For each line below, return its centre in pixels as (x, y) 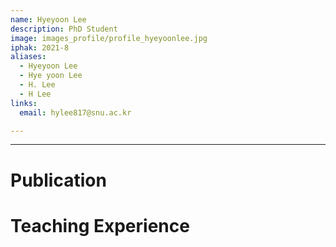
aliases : (28, 57)
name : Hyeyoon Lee (48, 19)
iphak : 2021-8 (40, 47)
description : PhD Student (64, 29)
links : (24, 103)
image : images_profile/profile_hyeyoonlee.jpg (109, 38)
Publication (58, 180)
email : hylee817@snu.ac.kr (75, 112)
